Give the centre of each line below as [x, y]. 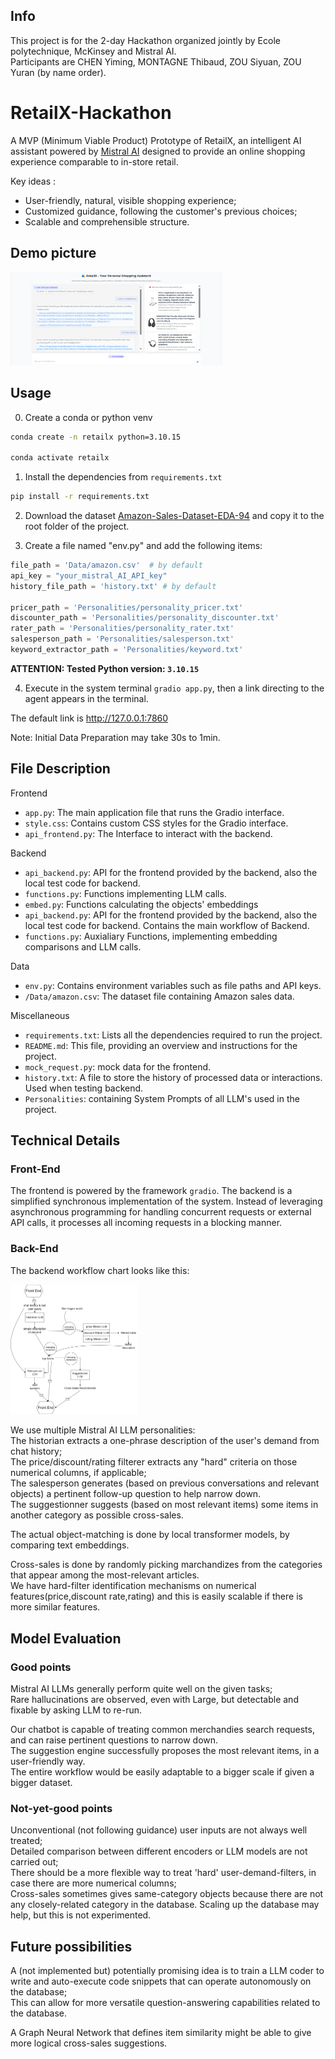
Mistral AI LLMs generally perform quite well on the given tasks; [141, 1689]
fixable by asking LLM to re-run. [76, 1710]
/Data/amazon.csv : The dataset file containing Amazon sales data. [159, 996]
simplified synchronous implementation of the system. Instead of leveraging [166, 1201]
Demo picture [53, 253]
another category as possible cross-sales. [97, 1515]
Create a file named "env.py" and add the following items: [143, 546]
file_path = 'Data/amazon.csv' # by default [106, 565]
